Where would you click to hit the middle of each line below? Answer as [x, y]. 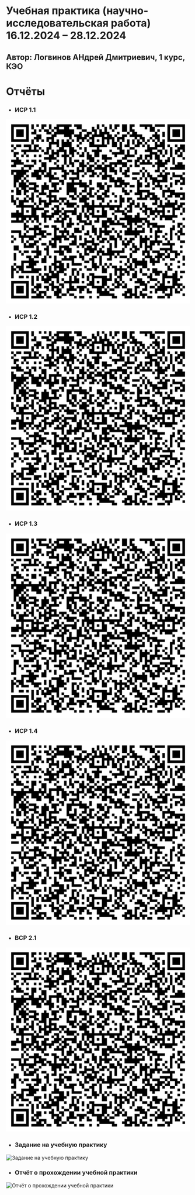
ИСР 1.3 [26, 524]
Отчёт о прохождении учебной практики [76, 1173]
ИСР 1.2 [26, 316]
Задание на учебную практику [61, 1145]
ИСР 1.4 [26, 731]
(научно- [125, 11]
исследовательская [58, 23]
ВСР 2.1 [25, 938]
